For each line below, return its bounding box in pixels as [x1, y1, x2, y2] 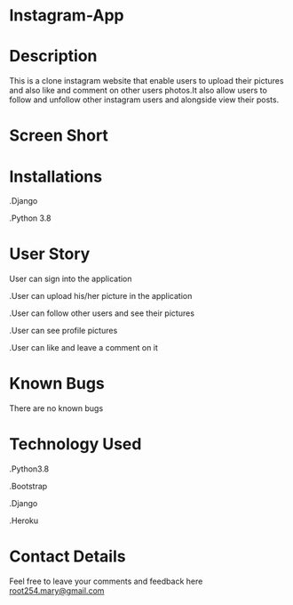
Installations [9, 166, 103, 187]
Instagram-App [9, 5, 124, 26]
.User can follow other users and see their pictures [9, 308, 195, 319]
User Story [9, 244, 91, 264]
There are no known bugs [9, 403, 104, 414]
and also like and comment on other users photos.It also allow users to [9, 85, 268, 96]
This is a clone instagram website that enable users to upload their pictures [9, 76, 284, 86]
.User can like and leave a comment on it [9, 343, 158, 353]
